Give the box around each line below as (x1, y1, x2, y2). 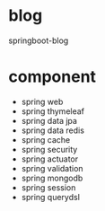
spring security (21, 144, 78, 154)
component (8, 66, 96, 87)
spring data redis (21, 125, 84, 136)
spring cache (21, 134, 71, 145)
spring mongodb (21, 172, 83, 183)
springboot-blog (8, 35, 69, 46)
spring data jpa (21, 115, 78, 126)
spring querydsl (21, 191, 80, 202)
